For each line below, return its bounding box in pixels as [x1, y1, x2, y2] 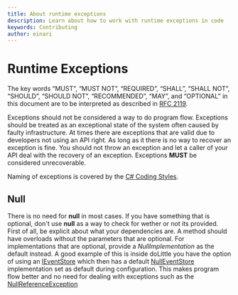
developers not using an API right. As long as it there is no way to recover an [7, 136, 232, 144]
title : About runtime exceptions [7, 10, 107, 18]
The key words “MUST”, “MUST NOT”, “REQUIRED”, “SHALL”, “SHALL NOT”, [7, 85, 230, 93]
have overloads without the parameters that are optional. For [7, 235, 185, 242]
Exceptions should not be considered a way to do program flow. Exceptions [7, 113, 229, 122]
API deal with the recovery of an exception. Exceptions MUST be [7, 151, 198, 160]
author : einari [7, 30, 53, 38]
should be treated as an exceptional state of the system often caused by [7, 121, 219, 129]
